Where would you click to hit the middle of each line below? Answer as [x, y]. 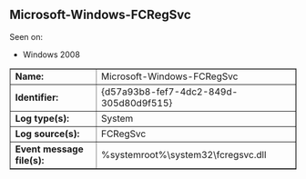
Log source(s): [47, 134]
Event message [49, 149]
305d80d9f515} [137, 103]
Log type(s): [42, 118]
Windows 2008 [51, 55]
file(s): [30, 160]
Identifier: [37, 97]
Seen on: [26, 36]
